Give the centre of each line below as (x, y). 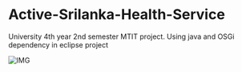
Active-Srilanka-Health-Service (117, 15)
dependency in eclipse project (58, 44)
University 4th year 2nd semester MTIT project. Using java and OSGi (121, 36)
